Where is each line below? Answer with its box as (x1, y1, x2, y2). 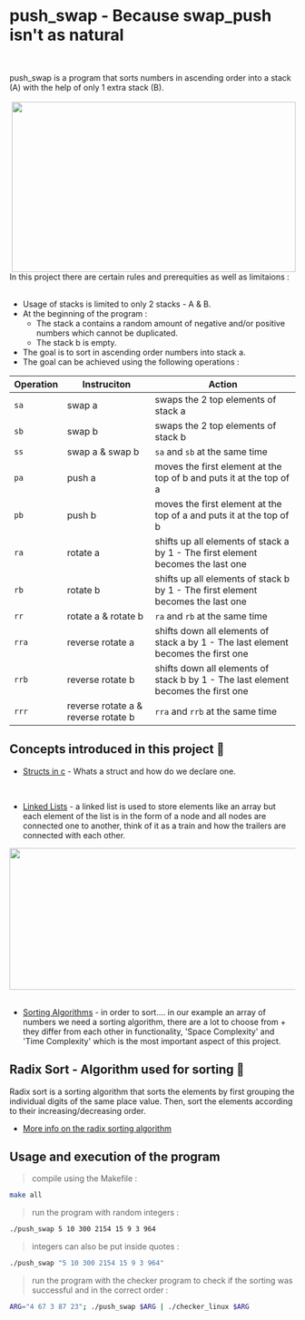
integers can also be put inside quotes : (31, 1241, 180, 1252)
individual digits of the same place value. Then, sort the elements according (9, 1095, 293, 1107)
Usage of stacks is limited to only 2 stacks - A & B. (22, 298, 212, 309)
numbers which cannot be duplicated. (35, 328, 179, 338)
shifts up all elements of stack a (154, 534, 290, 547)
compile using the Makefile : (31, 1173, 138, 1184)
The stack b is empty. (35, 337, 117, 347)
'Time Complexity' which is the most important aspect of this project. (22, 1035, 281, 1046)
